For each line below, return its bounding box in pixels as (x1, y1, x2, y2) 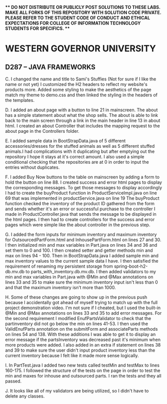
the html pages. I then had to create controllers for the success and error (5, 217, 155, 222)
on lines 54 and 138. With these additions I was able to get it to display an (5, 332, 156, 337)
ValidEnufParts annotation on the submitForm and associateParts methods (5, 326, 158, 332)
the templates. (5, 97, 35, 103)
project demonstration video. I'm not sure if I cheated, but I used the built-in (5, 305, 161, 311)
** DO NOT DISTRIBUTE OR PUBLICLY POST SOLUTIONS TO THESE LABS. (5, 4, 161, 10)
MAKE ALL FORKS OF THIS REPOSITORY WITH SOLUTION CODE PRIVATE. (5, 9, 162, 15)
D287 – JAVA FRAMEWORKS (5, 62, 96, 71)
